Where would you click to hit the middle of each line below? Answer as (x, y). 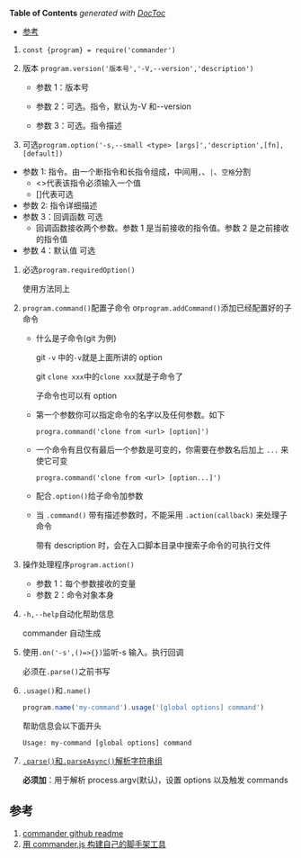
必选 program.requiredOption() (79, 270)
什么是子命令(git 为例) (76, 338)
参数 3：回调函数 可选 (62, 217)
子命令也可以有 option (76, 396)
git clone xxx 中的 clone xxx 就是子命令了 (109, 376)
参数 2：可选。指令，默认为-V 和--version (113, 106)
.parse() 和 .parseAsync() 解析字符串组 (93, 761)
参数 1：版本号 (62, 87)
